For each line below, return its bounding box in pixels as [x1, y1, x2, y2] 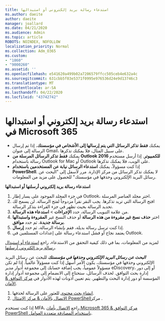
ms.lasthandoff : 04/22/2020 [5, 90, 63, 95]
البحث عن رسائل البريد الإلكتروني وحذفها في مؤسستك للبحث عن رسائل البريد [5, 254, 146, 260]
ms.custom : [5, 53, 28, 58]
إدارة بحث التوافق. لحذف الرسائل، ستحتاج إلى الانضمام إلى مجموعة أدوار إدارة [5, 270, 149, 276]
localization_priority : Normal [5, 44, 69, 49]
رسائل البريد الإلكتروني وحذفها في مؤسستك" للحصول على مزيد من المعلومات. [12, 174, 157, 180]
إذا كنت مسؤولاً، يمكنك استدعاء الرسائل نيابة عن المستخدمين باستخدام [12, 163, 140, 169]
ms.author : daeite [5, 12, 43, 17]
